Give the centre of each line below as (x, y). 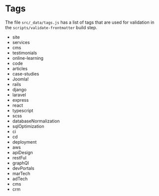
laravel (19, 95)
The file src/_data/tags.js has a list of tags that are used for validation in (80, 22)
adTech (20, 179)
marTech (21, 173)
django (19, 89)
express (20, 100)
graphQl (20, 163)
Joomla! (20, 79)
